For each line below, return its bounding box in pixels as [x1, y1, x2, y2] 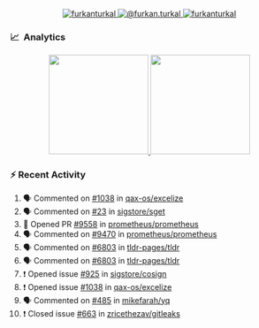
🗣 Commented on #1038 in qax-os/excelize [22, 193, 184, 203]
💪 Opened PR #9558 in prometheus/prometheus [22, 218, 199, 229]
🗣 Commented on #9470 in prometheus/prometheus [22, 228, 217, 239]
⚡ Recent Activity [10, 169, 87, 181]
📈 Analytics [10, 31, 66, 43]
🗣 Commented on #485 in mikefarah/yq [22, 294, 171, 305]
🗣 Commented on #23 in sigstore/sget [22, 206, 166, 217]
